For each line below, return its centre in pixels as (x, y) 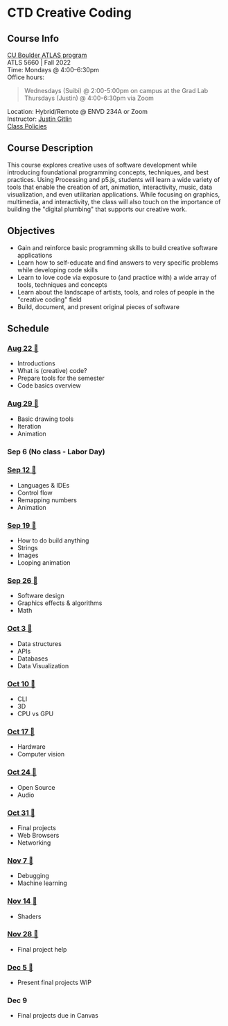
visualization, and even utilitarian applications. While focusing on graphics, (114, 194)
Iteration (29, 426)
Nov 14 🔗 (22, 901)
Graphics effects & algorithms (60, 603)
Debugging (33, 876)
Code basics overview (49, 386)
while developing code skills (58, 270)
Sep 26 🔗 (23, 581)
